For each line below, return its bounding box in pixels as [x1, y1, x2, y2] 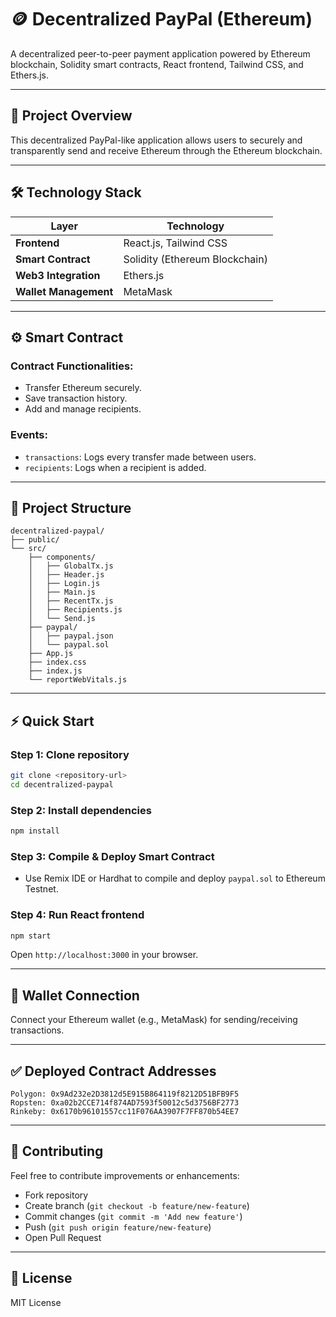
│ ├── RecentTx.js [28, 596, 114, 606]
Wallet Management [15, 284, 114, 298]
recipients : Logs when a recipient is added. [24, 461, 207, 473]
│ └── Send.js [28, 614, 97, 624]
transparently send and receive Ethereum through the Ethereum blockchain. [10, 144, 323, 156]
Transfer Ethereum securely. [24, 382, 142, 394]
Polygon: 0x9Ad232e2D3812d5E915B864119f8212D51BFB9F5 [10, 1089, 240, 1100]
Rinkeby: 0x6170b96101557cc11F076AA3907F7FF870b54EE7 [10, 1107, 240, 1117]
